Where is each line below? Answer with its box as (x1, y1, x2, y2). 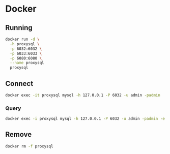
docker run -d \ (5, 37, 40, 42)
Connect (5, 79, 34, 88)
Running (5, 23, 33, 32)
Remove (5, 130, 32, 139)
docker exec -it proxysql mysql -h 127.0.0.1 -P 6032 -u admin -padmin (5, 93, 160, 98)
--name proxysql (10, 60, 44, 66)
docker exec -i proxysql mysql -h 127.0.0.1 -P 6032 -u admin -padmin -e (5, 116, 165, 121)
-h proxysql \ (10, 41, 40, 46)
